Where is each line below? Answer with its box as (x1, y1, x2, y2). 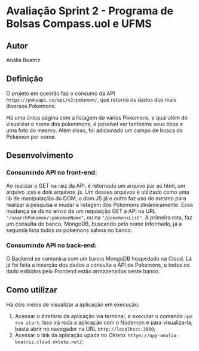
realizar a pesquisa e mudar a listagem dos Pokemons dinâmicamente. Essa (6, 201, 193, 208)
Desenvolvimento (6, 151, 74, 161)
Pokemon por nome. (6, 133, 56, 140)
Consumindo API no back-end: (6, 241, 97, 249)
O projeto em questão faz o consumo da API (6, 90, 115, 97)
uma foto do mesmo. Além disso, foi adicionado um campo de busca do (6, 127, 183, 134)
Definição (6, 74, 44, 84)
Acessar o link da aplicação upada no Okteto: (14, 331, 127, 338)
